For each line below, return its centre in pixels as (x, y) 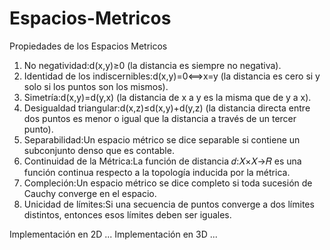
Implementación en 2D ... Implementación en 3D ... (113, 234)
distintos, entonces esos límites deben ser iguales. (127, 214)
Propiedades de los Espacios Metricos (88, 46)
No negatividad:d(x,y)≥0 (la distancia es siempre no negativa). (152, 65)
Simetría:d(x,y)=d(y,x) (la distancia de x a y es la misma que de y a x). (167, 97)
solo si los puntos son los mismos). (96, 86)
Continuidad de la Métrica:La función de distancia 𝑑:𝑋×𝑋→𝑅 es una (162, 161)
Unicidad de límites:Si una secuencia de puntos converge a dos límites (169, 204)
